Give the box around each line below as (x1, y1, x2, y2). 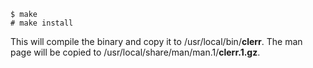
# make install (10, 18, 74, 28)
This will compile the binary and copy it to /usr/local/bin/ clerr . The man (10, 36, 303, 47)
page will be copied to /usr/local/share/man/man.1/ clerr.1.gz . (10, 46, 261, 58)
